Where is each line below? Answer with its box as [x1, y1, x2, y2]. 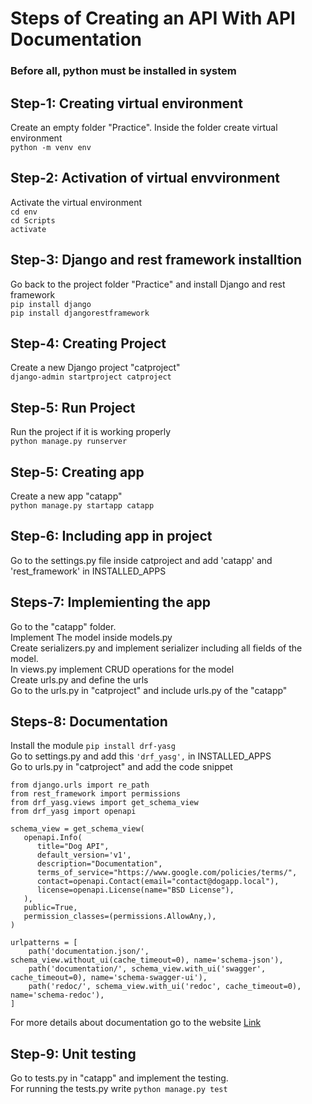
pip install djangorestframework [10, 308, 150, 318]
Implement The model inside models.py [10, 631, 173, 643]
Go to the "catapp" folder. [10, 620, 117, 632]
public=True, [23, 903, 78, 913]
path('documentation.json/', [28, 947, 150, 957]
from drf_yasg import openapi [10, 807, 137, 817]
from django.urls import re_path [10, 780, 150, 791]
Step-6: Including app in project [10, 528, 213, 545]
